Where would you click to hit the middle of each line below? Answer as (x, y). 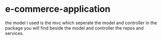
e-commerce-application (58, 9)
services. (14, 33)
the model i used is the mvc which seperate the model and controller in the (81, 23)
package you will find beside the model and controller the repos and (75, 28)
